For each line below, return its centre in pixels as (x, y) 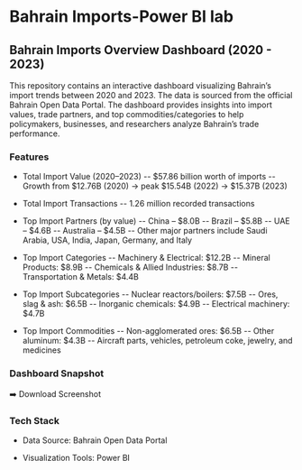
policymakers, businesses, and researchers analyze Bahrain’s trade (134, 124)
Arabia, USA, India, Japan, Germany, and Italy (107, 240)
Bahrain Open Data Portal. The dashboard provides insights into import (141, 105)
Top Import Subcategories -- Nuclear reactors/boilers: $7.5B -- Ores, (150, 294)
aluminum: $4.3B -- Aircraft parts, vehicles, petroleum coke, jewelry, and (157, 341)
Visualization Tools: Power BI (76, 457)
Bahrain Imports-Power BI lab (122, 17)
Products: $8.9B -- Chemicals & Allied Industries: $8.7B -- (130, 267)
